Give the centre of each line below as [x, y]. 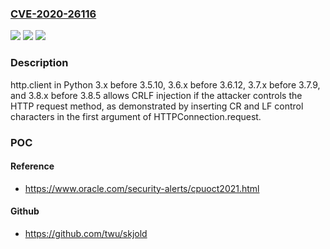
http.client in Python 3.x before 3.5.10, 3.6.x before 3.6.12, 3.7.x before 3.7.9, [165, 84]
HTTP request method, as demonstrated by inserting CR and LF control [157, 106]
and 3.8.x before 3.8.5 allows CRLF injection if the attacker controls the [156, 95]
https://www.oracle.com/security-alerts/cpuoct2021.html [142, 188]
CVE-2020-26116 [53, 14]
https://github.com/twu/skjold [86, 233]
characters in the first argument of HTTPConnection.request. [136, 116]
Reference [32, 166]
